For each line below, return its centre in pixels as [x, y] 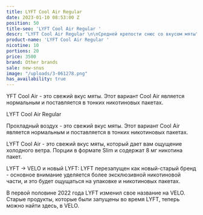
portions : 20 [23, 51]
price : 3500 [21, 57]
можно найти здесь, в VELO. [43, 206]
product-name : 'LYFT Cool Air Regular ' [58, 40]
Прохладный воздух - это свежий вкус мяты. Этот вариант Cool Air [93, 126]
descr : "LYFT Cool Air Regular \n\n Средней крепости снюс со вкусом [94, 34]
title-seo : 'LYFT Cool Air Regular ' [54, 29]
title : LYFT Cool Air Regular [44, 12]
